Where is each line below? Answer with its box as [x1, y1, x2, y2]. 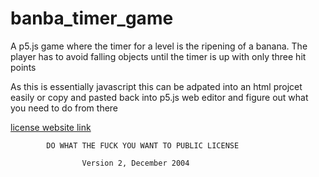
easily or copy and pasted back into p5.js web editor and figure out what [10, 91, 309, 103]
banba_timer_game [10, 7, 174, 30]
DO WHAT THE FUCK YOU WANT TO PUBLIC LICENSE [46, 140, 240, 151]
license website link [10, 121, 92, 133]
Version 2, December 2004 [81, 158, 190, 168]
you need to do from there [10, 102, 119, 114]
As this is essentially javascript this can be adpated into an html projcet [10, 80, 303, 92]
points [10, 61, 37, 73]
